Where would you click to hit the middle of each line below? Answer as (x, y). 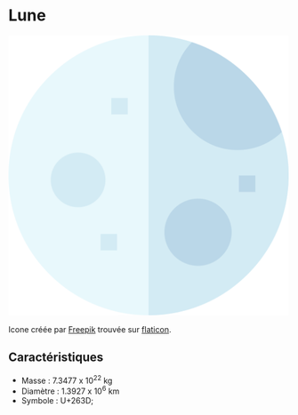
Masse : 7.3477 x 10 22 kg (67, 379)
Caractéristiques (56, 358)
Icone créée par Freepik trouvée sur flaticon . (90, 329)
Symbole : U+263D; (57, 401)
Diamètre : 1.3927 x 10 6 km (70, 390)
